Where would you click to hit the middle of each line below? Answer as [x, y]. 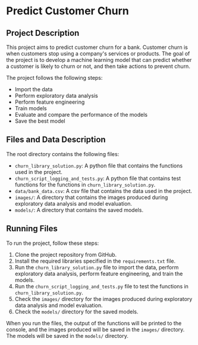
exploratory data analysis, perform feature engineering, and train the [99, 273]
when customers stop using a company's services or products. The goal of [98, 54]
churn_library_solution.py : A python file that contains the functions [99, 166]
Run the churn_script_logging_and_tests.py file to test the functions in [102, 286]
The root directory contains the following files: [63, 154]
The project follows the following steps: [54, 78]
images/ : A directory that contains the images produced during [91, 197]
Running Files [32, 229]
